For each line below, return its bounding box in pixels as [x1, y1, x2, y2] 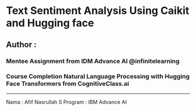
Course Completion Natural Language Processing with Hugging [6, 73, 190, 81]
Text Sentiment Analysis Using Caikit [6, 4, 190, 17]
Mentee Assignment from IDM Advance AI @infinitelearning [6, 57, 180, 65]
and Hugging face [6, 16, 94, 30]
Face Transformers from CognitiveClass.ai [6, 80, 129, 88]
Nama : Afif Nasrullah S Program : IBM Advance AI [6, 98, 127, 105]
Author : [6, 40, 37, 49]
